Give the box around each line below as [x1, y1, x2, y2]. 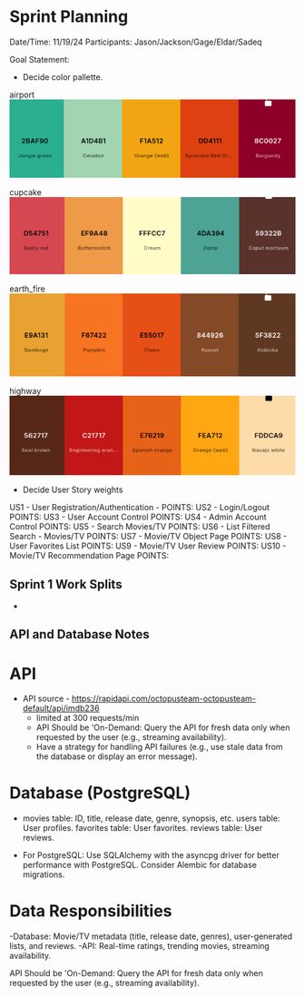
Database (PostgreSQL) [9, 783, 192, 804]
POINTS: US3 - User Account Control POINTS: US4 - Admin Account [9, 511, 267, 523]
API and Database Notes [9, 627, 150, 642]
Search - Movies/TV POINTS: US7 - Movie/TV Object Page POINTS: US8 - [9, 531, 288, 542]
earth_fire [9, 283, 45, 294]
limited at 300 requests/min [35, 713, 140, 724]
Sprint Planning [9, 6, 129, 27]
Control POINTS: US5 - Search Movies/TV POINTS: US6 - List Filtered [9, 521, 271, 532]
